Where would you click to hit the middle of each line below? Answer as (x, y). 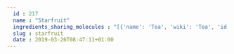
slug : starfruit (38, 33)
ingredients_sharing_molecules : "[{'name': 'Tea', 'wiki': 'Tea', (114, 27)
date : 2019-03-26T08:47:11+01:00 (63, 40)
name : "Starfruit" (41, 20)
